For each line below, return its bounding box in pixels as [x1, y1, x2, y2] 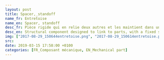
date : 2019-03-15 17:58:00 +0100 [5, 43, 73, 48]
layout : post [5, 7, 32, 12]
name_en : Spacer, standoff [5, 20, 60, 26]
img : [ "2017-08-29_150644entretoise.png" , [5, 34, 93, 39]
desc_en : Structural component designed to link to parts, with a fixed [5, 30, 156, 34]
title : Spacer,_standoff [5, 12, 56, 16]
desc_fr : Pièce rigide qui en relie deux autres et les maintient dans [5, 25, 154, 30]
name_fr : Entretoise [5, 16, 47, 21]
